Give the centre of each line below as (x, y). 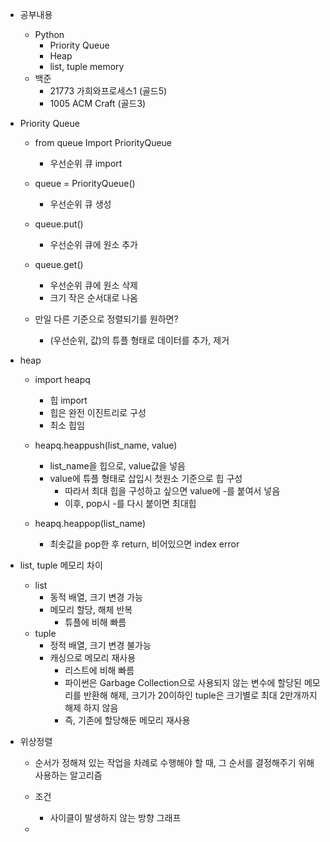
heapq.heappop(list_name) (90, 523)
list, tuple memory (87, 66)
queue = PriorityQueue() (85, 183)
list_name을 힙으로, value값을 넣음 (117, 466)
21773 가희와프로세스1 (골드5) (108, 91)
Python (49, 34)
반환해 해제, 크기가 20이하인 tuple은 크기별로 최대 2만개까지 (200, 695)
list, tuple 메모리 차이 (61, 565)
